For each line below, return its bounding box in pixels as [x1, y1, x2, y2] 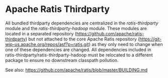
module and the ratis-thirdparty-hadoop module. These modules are [5, 25, 147, 31]
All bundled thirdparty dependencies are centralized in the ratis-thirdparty [5, 20, 158, 26]
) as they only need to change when [88, 41, 163, 47]
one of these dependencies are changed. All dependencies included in [5, 46, 151, 52]
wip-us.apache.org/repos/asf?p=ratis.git [5, 41, 89, 47]
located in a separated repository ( [5, 30, 77, 36]
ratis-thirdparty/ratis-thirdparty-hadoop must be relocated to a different [5, 51, 153, 58]
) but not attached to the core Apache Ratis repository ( [25, 36, 140, 42]
